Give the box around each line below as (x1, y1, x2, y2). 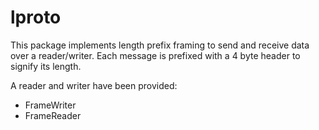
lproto (10, 6, 62, 29)
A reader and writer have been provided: (10, 79, 178, 91)
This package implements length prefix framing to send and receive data (10, 39, 310, 51)
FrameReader (24, 109, 82, 121)
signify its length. (10, 60, 82, 72)
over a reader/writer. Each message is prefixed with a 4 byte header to (10, 49, 301, 61)
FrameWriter (24, 99, 77, 111)
